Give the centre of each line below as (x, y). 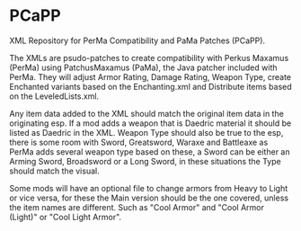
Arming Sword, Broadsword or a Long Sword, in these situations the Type (145, 161)
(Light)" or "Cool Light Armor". (66, 217)
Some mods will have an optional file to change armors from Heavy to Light (149, 188)
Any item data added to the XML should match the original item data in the (147, 113)
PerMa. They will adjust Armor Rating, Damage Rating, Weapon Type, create (150, 76)
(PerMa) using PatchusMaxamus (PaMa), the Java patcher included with (143, 67)
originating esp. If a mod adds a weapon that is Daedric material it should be (150, 123)
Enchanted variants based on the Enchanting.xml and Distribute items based (150, 86)
